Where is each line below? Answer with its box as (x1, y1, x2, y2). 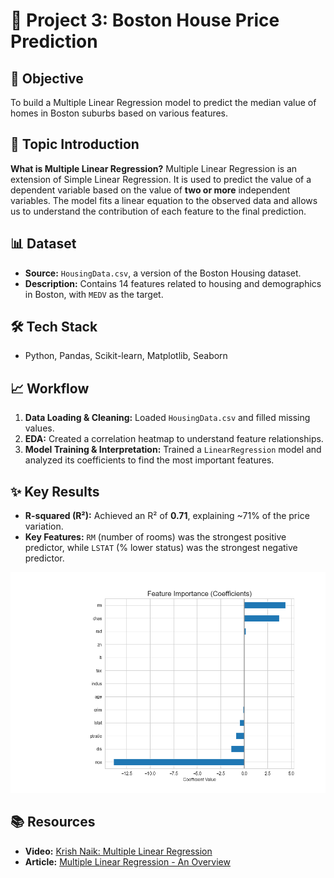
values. (24, 422, 55, 434)
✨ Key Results (10, 483, 100, 500)
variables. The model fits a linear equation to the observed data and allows (10, 194, 318, 206)
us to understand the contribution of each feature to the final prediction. (10, 205, 307, 217)
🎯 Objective (10, 70, 84, 87)
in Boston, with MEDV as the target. (24, 288, 164, 300)
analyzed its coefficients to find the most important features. (24, 454, 275, 466)
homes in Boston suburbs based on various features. (10, 107, 229, 119)
